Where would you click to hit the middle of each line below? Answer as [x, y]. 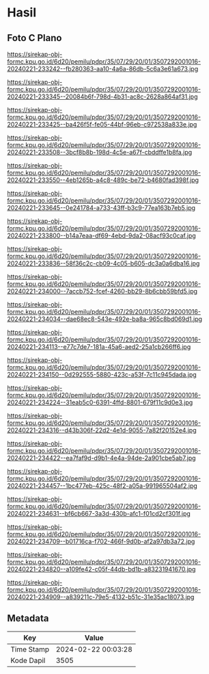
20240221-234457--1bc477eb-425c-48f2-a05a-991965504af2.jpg [102, 486]
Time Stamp [30, 649]
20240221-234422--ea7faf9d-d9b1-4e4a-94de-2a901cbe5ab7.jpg [101, 458]
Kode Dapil [28, 660]
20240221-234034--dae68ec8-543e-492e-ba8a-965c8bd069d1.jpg [105, 319]
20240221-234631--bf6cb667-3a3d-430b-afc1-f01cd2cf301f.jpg [99, 514]
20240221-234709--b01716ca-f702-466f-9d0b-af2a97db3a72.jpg [101, 541]
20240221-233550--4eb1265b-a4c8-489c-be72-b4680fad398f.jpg [103, 180]
